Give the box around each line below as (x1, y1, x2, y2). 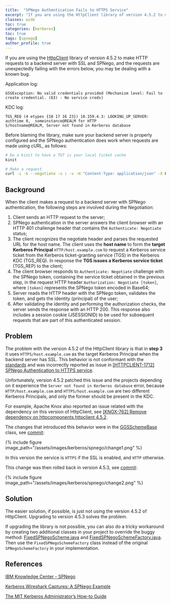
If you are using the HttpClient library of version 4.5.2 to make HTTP (5, 55, 148, 61)
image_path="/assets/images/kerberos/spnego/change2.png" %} (5, 480, 144, 486)
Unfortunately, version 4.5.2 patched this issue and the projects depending (5, 377, 162, 383)
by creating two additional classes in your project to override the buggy (5, 528, 155, 535)
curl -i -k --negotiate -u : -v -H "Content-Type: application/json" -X (5, 171, 163, 177)
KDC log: (5, 104, 24, 110)
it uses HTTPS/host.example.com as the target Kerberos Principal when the (5, 350, 159, 357)
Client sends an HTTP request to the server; (12, 214, 105, 220)
